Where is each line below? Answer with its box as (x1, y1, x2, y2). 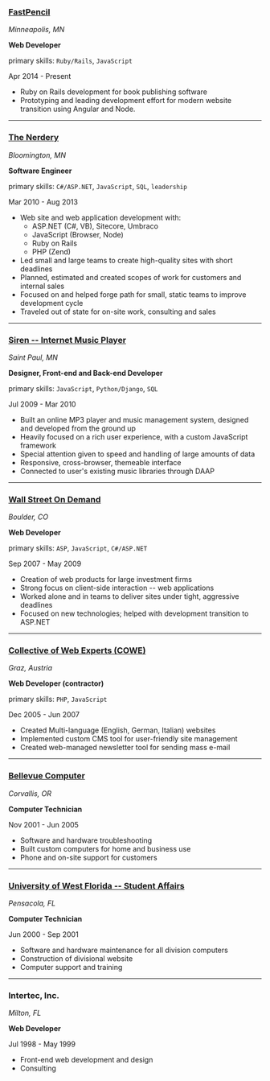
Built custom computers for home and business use (19, 844, 191, 853)
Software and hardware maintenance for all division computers (19, 945, 229, 955)
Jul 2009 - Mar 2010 (8, 399, 76, 409)
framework (19, 440, 57, 450)
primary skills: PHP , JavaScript (8, 695, 108, 704)
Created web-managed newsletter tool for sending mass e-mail (19, 743, 231, 753)
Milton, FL (8, 1009, 42, 1018)
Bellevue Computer (8, 770, 86, 782)
